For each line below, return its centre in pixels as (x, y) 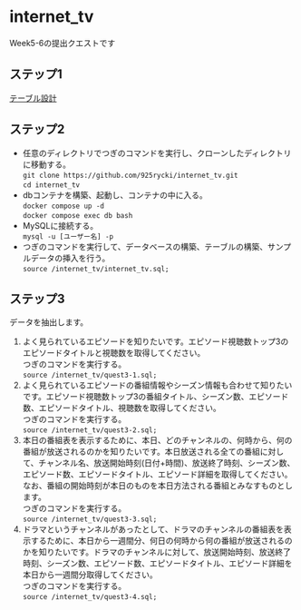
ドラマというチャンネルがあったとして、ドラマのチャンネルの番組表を (153, 529)
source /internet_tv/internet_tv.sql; (96, 269)
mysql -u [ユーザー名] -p (68, 236)
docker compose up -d (63, 206)
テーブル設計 (33, 98)
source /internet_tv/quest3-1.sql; (90, 375)
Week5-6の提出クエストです (63, 43)
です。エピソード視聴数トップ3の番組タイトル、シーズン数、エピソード (155, 397)
